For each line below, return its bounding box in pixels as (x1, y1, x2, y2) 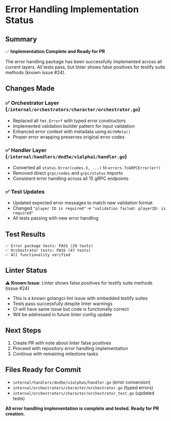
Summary (5, 35, 37, 43)
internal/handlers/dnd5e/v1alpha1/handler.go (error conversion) (12, 379, 151, 385)
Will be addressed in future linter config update (12, 311, 112, 317)
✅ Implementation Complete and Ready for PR (5, 49, 105, 54)
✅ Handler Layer (5, 147, 47, 154)
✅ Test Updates (5, 188, 45, 195)
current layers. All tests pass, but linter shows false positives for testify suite (5, 64, 165, 70)
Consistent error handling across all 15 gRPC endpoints (12, 175, 129, 181)
